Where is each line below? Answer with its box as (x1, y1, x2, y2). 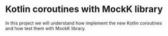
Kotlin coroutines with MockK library (5, 3, 163, 15)
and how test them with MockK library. (5, 25, 86, 31)
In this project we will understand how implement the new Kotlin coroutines (5, 20, 162, 26)
